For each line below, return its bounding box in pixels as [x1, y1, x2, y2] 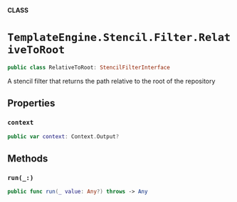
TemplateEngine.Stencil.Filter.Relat [7, 31, 231, 45]
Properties [7, 97, 56, 109]
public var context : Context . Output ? [7, 133, 120, 140]
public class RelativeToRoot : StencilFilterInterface [7, 64, 171, 71]
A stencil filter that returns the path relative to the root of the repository [7, 77, 216, 85]
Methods [7, 152, 48, 164]
